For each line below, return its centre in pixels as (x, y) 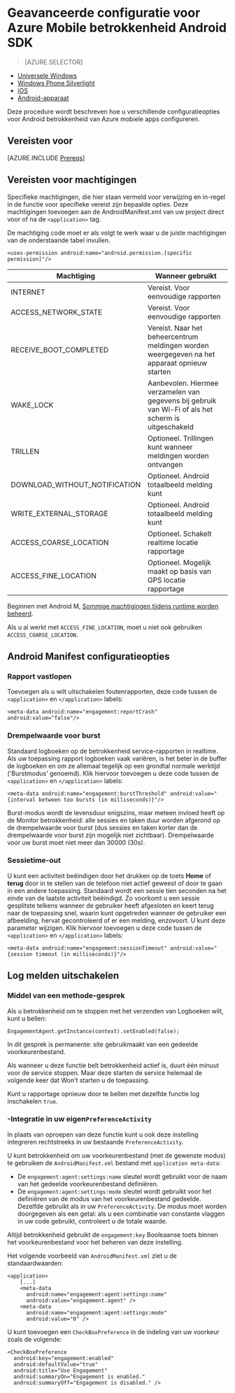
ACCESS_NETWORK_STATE (57, 312)
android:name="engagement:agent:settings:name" (97, 1294)
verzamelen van (174, 391)
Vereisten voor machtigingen (72, 180)
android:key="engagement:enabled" (64, 1358)
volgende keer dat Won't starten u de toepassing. (79, 1080)
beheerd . (20, 614)
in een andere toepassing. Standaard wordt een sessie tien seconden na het (117, 890)
